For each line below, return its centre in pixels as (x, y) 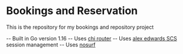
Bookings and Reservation (72, 11)
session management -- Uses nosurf (51, 45)
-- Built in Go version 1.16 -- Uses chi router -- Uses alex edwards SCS (91, 38)
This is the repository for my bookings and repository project (80, 27)
